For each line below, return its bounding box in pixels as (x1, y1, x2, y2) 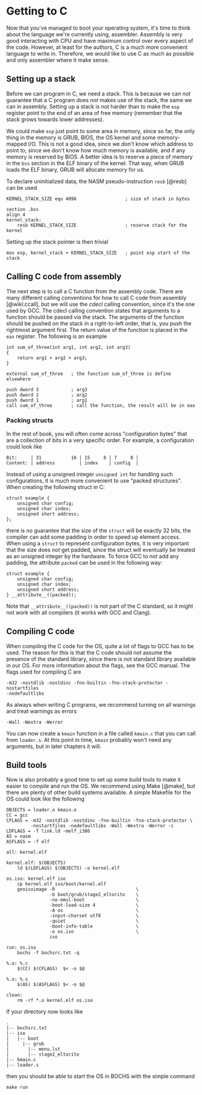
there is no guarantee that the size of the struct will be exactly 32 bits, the (6, 527, 191, 534)
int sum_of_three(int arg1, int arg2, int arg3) (6, 344, 131, 350)
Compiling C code (6, 626, 75, 637)
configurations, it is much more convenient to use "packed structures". (6, 476, 182, 484)
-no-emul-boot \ (49, 897, 139, 903)
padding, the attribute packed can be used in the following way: (6, 559, 163, 566)
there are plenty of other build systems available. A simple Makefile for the (6, 789, 191, 796)
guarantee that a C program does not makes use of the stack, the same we (6, 96, 192, 103)
